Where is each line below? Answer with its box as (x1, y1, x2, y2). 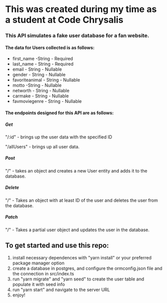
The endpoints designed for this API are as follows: (5, 109, 114, 116)
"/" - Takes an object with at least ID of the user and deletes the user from (5, 197, 158, 203)
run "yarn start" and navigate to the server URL (12, 286, 110, 292)
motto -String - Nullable (12, 82, 62, 88)
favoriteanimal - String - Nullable (12, 77, 80, 83)
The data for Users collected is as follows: (5, 44, 95, 51)
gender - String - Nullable (12, 72, 66, 78)
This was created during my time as (5, 4, 157, 15)
